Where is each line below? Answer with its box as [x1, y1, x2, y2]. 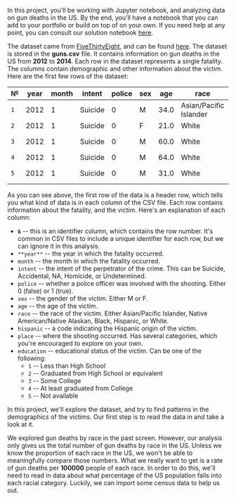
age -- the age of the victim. [17, 302, 98, 310]
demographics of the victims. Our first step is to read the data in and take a [7, 413, 225, 421]
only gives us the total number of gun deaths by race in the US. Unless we [7, 442, 223, 449]
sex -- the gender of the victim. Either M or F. [17, 294, 148, 302]
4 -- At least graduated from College [27, 384, 133, 392]
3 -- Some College [27, 377, 81, 385]
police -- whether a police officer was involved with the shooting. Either [17, 280, 227, 287]
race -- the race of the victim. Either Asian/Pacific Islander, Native [17, 309, 208, 318]
